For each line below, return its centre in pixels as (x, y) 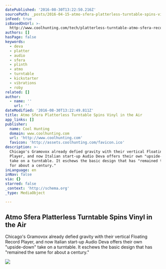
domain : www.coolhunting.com (40, 134)
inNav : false (19, 175)
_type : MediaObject (25, 193)
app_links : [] (20, 119)
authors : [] (17, 33)
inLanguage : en (21, 170)
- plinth (19, 65)
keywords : (15, 42)
